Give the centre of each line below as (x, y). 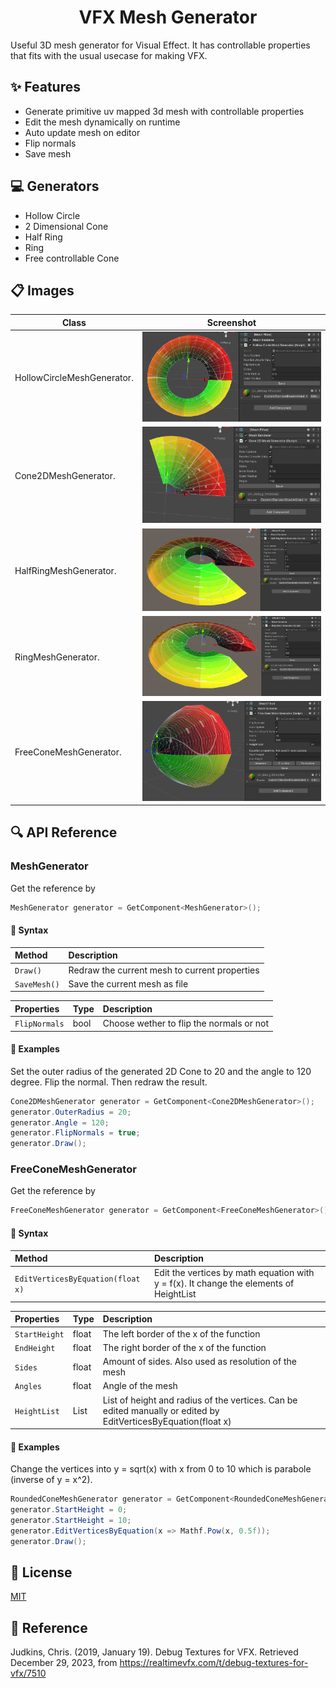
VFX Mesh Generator (168, 17)
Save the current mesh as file (128, 983)
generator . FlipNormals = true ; (75, 1133)
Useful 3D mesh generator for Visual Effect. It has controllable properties (160, 45)
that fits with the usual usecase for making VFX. (109, 55)
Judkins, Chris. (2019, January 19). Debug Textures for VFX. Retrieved (154, 1652)
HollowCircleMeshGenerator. (74, 378)
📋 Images (42, 290)
